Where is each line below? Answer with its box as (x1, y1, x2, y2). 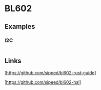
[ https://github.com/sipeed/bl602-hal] (4, 79, 81, 85)
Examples (4, 22, 35, 31)
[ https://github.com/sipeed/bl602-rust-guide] (4, 70, 96, 75)
